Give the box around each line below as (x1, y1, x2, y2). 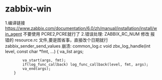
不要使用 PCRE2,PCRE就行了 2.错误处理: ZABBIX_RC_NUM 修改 (23, 31, 149, 37)
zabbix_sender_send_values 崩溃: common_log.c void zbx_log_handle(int (5, 43, 151, 49)
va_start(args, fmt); (22, 58, 66, 63)
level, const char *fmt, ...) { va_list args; (5, 48, 84, 54)
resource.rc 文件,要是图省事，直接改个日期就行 (14, 37, 108, 43)
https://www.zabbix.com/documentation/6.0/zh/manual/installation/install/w (5, 25, 158, 31)
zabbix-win (5, 3, 52, 14)
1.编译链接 (5, 20, 25, 26)
